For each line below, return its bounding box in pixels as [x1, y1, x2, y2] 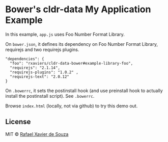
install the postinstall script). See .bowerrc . [5, 93, 95, 99]
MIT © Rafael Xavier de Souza [5, 131, 69, 137]
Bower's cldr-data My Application [5, 4, 151, 15]
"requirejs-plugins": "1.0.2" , [10, 70, 79, 75]
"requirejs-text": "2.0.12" [10, 74, 70, 79]
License [5, 118, 31, 126]
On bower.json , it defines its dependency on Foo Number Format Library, [5, 41, 158, 47]
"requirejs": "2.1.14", [10, 65, 60, 70]
